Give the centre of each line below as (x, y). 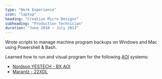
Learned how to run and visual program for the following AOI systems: (77, 57)
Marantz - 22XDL (30, 72)
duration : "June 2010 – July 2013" (42, 28)
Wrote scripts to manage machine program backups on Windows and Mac (81, 42)
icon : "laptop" (21, 14)
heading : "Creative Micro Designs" (42, 19)
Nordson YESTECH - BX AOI (41, 67)
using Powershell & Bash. (31, 47)
